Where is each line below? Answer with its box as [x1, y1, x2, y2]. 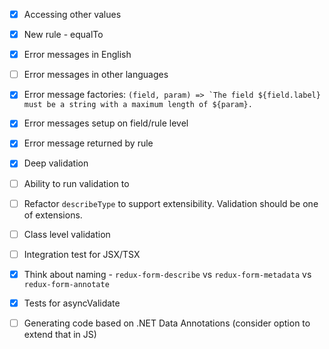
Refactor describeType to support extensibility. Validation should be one [23, 197, 319, 209]
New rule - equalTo [23, 29, 104, 41]
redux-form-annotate [23, 279, 110, 289]
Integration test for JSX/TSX [23, 248, 141, 260]
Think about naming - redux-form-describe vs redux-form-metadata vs [23, 268, 312, 280]
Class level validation [23, 228, 111, 240]
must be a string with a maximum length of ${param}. [23, 100, 253, 110]
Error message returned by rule [23, 137, 154, 149]
